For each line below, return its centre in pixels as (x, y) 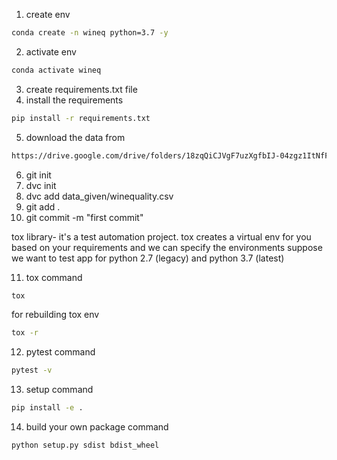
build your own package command (97, 427)
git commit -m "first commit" (84, 217)
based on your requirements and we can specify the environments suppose (167, 247)
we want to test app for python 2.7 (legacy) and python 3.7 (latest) (148, 258)
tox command (54, 277)
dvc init (41, 185)
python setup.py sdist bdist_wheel (85, 445)
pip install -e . (47, 408)
